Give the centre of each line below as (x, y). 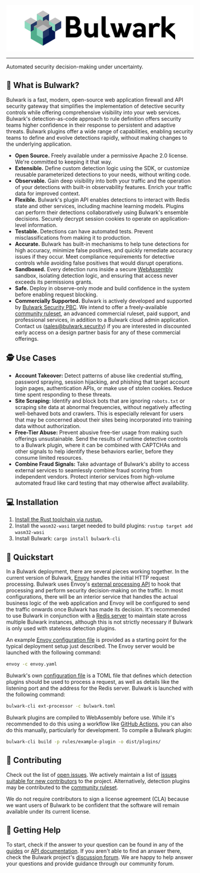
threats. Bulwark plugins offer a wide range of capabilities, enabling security (100, 131)
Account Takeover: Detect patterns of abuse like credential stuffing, (99, 375)
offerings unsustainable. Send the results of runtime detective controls (101, 438)
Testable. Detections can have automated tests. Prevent (84, 231)
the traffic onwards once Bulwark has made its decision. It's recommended (98, 610)
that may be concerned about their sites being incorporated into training (103, 420)
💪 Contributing (34, 760)
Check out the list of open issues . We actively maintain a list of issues (91, 774)
